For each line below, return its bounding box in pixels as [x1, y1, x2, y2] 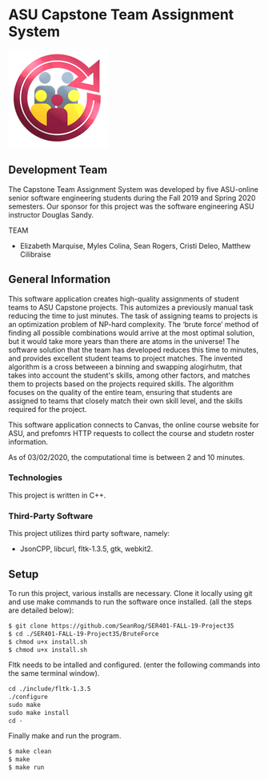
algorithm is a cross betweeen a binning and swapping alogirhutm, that [8, 362, 242, 371]
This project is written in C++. [8, 490, 106, 500]
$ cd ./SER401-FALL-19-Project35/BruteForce [8, 629, 159, 637]
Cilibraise [19, 250, 51, 259]
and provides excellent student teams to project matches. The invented [8, 354, 243, 363]
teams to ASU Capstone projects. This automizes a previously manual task [8, 302, 254, 312]
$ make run [8, 763, 45, 771]
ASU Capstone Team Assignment [8, 6, 234, 24]
